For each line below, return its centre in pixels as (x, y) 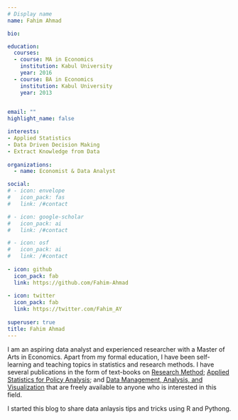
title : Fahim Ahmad (36, 329)
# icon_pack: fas (36, 197)
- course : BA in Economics (54, 79)
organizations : (30, 164)
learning (20, 364)
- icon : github (30, 269)
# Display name (30, 14)
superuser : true (31, 322)
